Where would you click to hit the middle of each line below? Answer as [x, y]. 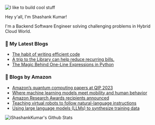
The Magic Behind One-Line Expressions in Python [63, 65]
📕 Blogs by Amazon [28, 77]
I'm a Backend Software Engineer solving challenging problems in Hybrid [78, 26]
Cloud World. [18, 31]
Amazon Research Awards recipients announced [61, 98]
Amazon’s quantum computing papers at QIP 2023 [62, 87]
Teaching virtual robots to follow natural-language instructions [74, 103]
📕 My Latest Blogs [27, 43]
